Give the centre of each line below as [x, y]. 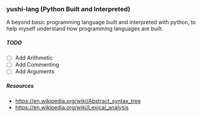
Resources [20, 86]
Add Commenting [37, 65]
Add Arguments [35, 72]
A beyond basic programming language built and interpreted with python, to [101, 22]
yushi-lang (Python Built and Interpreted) [68, 9]
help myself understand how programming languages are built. [85, 28]
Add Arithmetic [34, 58]
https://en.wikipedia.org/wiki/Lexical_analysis [72, 107]
